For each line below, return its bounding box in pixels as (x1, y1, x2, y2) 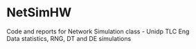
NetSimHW (6, 5, 72, 20)
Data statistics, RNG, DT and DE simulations (6, 34, 132, 42)
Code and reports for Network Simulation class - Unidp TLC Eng (6, 27, 190, 35)
